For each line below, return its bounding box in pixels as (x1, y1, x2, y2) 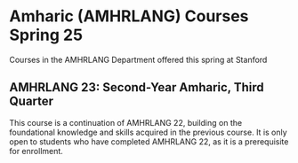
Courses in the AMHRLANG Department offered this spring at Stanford (9, 54, 268, 65)
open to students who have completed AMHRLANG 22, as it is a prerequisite (9, 136, 289, 147)
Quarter (9, 94, 54, 109)
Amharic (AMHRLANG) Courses (9, 6, 249, 27)
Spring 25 (9, 25, 83, 45)
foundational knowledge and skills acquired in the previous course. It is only (9, 127, 287, 137)
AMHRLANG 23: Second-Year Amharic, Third (9, 80, 264, 95)
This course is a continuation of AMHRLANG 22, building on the (9, 117, 243, 128)
